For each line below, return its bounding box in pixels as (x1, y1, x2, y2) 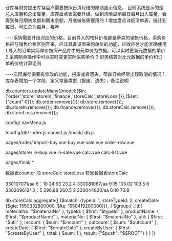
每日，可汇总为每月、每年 (5, 24, 59, 30)
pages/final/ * (5, 159, 34, 165)
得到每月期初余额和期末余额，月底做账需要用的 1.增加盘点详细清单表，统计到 (5, 17, 167, 23)
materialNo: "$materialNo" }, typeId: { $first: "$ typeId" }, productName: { (5, 208, 159, 214)
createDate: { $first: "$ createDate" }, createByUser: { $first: (5, 225, 131, 231)
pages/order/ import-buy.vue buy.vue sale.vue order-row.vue (5, 139, 135, 145)
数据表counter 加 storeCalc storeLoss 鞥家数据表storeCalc (5, 170, 128, 176)
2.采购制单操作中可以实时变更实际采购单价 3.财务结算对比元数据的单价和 (5, 54, 158, 60)
